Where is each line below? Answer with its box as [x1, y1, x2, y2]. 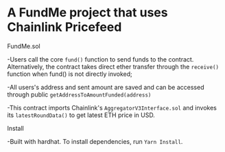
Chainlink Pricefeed [7, 19, 122, 35]
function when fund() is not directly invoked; [7, 70, 132, 78]
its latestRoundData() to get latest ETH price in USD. [7, 111, 156, 119]
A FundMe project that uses [7, 5, 168, 21]
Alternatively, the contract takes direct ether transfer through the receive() [7, 62, 220, 71]
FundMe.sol [7, 42, 40, 50]
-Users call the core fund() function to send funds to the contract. [7, 55, 194, 63]
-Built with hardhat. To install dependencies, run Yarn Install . [7, 137, 183, 145]
